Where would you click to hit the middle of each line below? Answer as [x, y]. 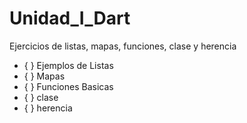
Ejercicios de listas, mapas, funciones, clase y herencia [123, 46]
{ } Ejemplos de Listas [68, 65]
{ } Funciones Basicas [68, 86]
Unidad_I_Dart [70, 18]
